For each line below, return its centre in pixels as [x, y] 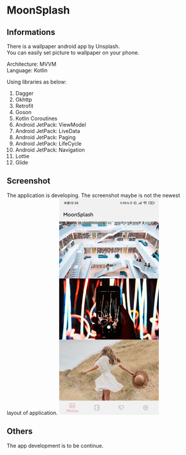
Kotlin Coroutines [36, 118]
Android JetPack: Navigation [50, 150]
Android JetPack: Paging [45, 137]
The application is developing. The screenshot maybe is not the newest [94, 195]
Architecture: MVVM [32, 64]
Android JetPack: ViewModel [50, 125]
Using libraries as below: [37, 82]
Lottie [22, 156]
